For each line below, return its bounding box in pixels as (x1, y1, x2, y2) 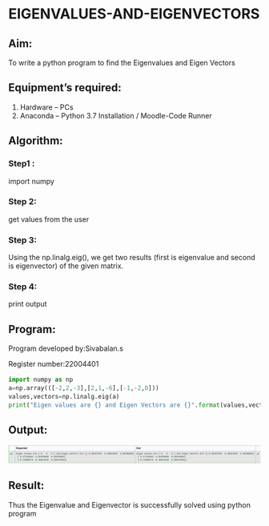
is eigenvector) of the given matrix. (8, 261, 124, 271)
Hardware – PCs (19, 102, 74, 112)
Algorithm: (8, 134, 63, 148)
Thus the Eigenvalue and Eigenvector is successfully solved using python (8, 500, 251, 509)
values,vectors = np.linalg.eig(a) (8, 392, 120, 400)
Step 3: (8, 234, 38, 245)
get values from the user (8, 214, 90, 224)
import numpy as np (8, 375, 74, 384)
